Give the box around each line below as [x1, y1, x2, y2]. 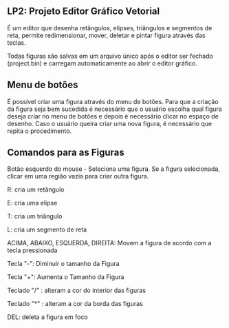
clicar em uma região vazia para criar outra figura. [7, 172, 149, 181]
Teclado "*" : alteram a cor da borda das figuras [7, 300, 143, 308]
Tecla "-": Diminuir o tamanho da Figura [7, 260, 120, 268]
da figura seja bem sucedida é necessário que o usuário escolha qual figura [7, 105, 222, 113]
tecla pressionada [7, 246, 58, 254]
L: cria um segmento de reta [7, 225, 87, 234]
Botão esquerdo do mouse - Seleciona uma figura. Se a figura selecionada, [7, 165, 220, 173]
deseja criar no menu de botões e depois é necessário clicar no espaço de [7, 112, 219, 120]
